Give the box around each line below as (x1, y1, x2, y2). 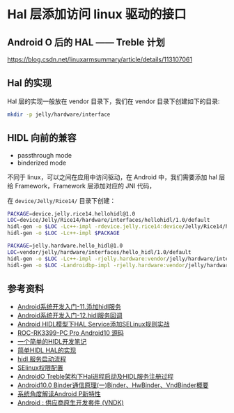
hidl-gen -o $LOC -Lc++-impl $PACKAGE (7, 230, 120, 237)
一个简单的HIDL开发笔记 (17, 338, 87, 346)
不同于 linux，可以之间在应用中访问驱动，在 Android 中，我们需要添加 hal (7, 172, 218, 181)
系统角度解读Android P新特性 (17, 390, 101, 398)
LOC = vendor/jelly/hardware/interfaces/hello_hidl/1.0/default (7, 248, 192, 255)
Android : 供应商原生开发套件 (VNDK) (17, 398, 124, 407)
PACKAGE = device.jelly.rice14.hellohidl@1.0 (7, 210, 136, 217)
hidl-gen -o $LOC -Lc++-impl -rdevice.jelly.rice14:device (7, 223, 182, 230)
